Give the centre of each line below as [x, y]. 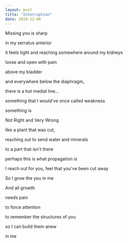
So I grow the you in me [29, 178]
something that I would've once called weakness [55, 101]
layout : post [19, 10]
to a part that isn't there [29, 149]
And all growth [20, 188]
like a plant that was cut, [30, 130]
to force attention [23, 207]
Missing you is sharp [26, 33]
